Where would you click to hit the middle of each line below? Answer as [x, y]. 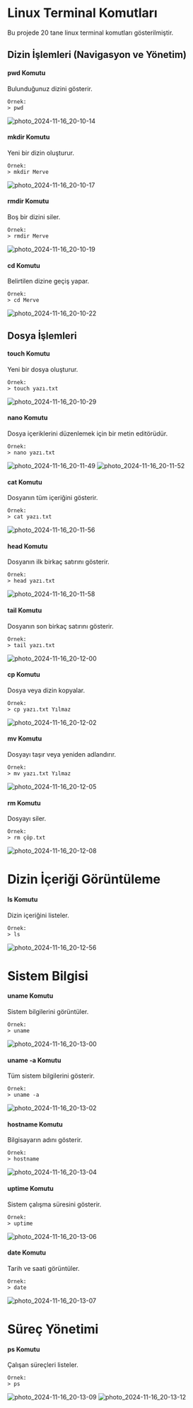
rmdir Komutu [28, 201]
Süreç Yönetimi [53, 1329]
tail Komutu [25, 610]
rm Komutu [24, 803]
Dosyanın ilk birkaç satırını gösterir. [58, 562]
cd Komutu [24, 265]
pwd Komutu [27, 73]
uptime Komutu [31, 1188]
